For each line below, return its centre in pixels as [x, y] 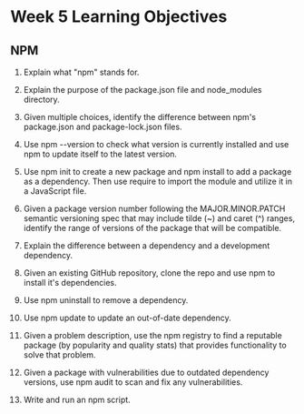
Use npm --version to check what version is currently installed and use [156, 144]
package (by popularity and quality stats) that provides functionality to [155, 345]
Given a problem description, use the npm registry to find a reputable [152, 335]
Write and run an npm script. [77, 399]
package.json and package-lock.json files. [103, 126]
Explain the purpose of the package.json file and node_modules [142, 90]
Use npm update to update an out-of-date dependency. [127, 318]
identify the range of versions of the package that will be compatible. [152, 228]
